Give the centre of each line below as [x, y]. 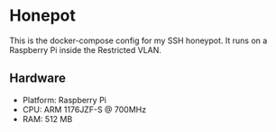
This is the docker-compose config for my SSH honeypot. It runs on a [138, 40]
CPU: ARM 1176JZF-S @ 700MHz [84, 110]
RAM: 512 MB [47, 119]
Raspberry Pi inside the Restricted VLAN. [86, 49]
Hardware [37, 79]
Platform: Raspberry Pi [64, 100]
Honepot [43, 16]
